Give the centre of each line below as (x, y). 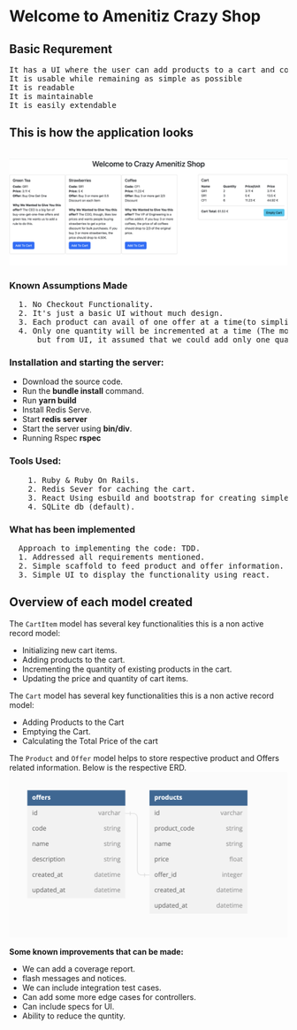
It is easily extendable (63, 105)
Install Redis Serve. (57, 410)
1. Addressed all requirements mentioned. (112, 557)
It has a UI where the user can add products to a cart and (142, 69)
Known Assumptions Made (69, 285)
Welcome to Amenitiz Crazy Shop (135, 16)
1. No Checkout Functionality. (86, 304)
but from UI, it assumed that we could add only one (154, 340)
